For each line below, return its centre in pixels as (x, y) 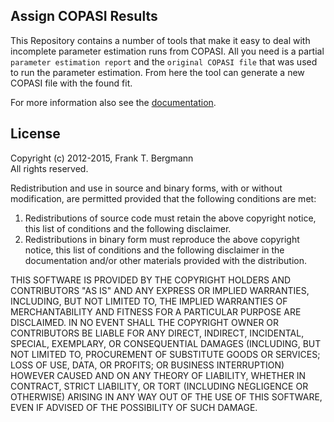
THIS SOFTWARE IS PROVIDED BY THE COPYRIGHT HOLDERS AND (151, 280)
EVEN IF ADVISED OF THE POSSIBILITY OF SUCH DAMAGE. (134, 407)
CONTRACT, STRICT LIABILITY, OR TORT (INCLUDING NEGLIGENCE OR (159, 386)
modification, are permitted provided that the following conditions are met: (163, 198)
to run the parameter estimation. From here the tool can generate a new (157, 72)
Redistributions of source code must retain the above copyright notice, (170, 218)
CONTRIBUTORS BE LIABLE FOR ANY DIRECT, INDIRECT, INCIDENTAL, (157, 333)
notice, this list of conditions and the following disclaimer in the (154, 250)
